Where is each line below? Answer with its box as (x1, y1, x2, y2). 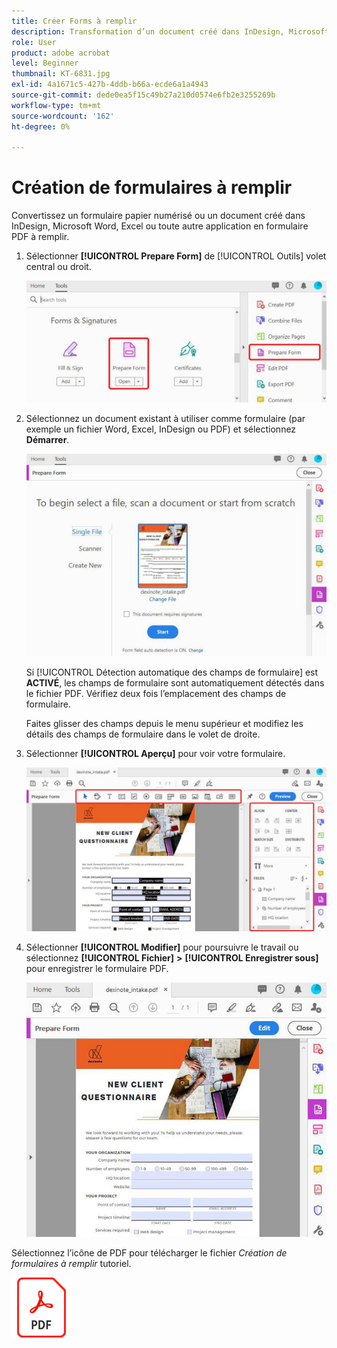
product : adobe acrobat (11, 48, 111, 58)
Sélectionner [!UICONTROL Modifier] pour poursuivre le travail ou (25, 941, 299, 953)
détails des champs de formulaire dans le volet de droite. (25, 728, 261, 740)
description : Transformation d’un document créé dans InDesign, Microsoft (11, 26, 330, 37)
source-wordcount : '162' (11, 111, 115, 121)
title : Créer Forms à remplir (11, 16, 138, 26)
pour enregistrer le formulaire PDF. (25, 962, 169, 974)
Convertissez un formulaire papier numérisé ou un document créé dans (11, 210, 306, 222)
